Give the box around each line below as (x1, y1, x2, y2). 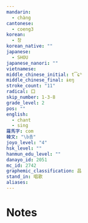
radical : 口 (6, 89, 36, 95)
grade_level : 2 (6, 100, 45, 106)
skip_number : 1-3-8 (6, 94, 56, 100)
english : (6, 111, 29, 117)
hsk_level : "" (6, 145, 42, 152)
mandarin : (6, 9, 32, 15)
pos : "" (6, 105, 26, 112)
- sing (12, 123, 29, 129)
